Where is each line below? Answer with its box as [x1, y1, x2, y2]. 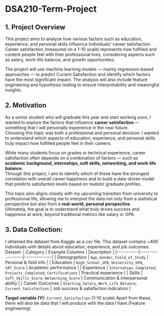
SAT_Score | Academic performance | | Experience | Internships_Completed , [5, 265, 157, 270]
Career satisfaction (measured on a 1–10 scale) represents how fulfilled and [5, 47, 157, 52]
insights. [5, 87, 23, 93]
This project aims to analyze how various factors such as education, [5, 36, 142, 42]
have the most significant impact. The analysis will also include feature [5, 77, 148, 82]
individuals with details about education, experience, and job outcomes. [5, 243, 150, 249]
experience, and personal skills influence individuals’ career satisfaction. [5, 41, 152, 47]
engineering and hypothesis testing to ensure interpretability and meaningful [5, 82, 160, 88]
